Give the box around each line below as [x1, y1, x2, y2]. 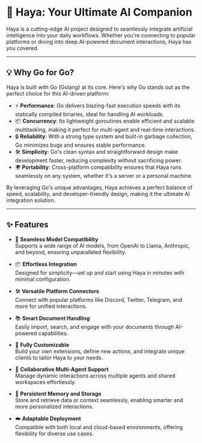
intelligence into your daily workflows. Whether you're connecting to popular [6, 31, 196, 38]
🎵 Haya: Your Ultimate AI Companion [6, 5, 192, 19]
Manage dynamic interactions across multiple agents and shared [14, 372, 176, 379]
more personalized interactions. [14, 403, 94, 410]
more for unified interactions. [14, 302, 87, 310]
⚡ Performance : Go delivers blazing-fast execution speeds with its [14, 102, 180, 109]
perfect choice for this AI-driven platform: [6, 90, 109, 97]
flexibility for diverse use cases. [14, 430, 94, 437]
